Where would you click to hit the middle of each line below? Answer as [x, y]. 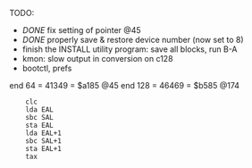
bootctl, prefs [47, 68]
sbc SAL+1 [44, 141]
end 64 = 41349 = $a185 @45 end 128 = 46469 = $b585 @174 [124, 85]
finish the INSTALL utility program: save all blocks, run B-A [130, 49]
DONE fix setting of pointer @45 [81, 30]
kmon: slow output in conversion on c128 [97, 59]
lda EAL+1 [44, 133]
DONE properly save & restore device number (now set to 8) [133, 40]
